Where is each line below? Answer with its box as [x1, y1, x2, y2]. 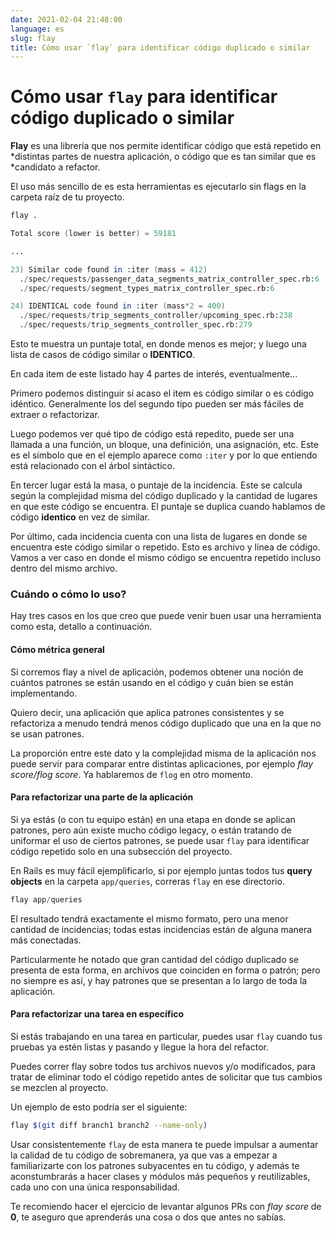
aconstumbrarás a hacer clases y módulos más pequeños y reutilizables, [10, 1170, 311, 1182]
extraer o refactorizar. [10, 409, 100, 421]
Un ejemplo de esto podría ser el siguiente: [10, 1101, 188, 1113]
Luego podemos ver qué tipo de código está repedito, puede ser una [10, 428, 295, 440]
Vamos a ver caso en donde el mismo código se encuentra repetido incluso [10, 552, 322, 564]
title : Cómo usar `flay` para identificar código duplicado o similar [10, 42, 311, 53]
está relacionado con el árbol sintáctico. [10, 460, 175, 472]
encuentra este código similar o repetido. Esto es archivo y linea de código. [10, 541, 321, 553]
